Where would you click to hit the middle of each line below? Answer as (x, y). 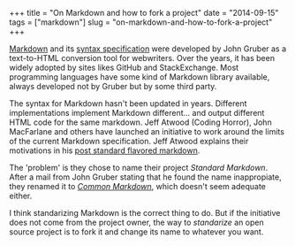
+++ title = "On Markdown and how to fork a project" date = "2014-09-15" (144, 13)
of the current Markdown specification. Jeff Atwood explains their (129, 141)
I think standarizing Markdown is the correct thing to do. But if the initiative (145, 213)
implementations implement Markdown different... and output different (137, 113)
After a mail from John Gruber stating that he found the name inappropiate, (145, 177)
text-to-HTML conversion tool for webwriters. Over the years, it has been (142, 58)
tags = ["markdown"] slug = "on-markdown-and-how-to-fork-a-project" (141, 22)
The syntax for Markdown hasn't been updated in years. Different (128, 104)
